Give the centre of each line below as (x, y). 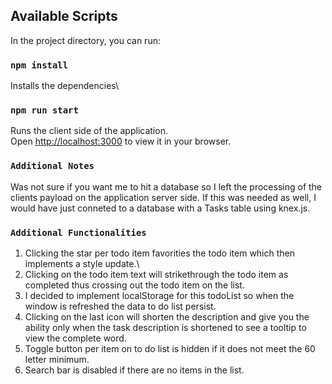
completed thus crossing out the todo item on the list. (134, 285)
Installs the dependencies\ (65, 86)
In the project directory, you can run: (85, 40)
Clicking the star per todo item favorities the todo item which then (160, 253)
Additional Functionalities (78, 232)
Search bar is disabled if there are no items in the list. (134, 370)
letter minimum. (57, 359)
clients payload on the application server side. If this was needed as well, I (163, 197)
